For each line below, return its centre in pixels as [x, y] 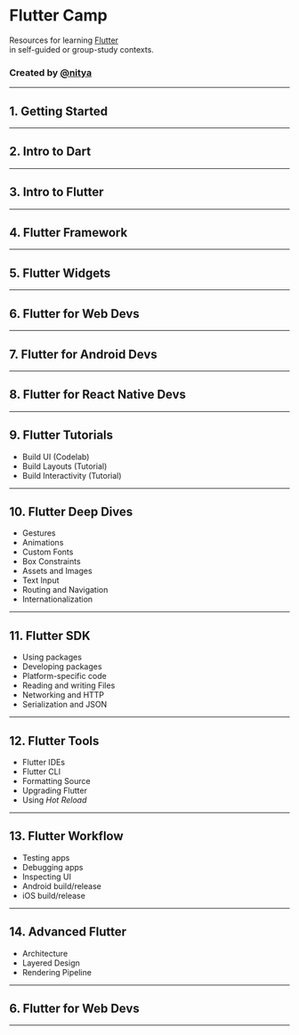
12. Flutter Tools [54, 741]
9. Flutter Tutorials [61, 436]
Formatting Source [56, 780]
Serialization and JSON [65, 705]
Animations [43, 543]
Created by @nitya [51, 72]
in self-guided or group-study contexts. [81, 49]
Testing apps [46, 857]
